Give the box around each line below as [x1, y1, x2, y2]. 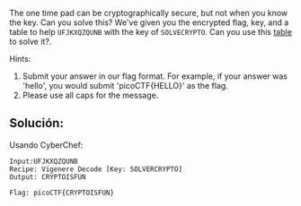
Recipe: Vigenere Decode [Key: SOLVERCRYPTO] [9, 165, 182, 174]
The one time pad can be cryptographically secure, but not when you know [9, 8, 288, 18]
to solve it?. [9, 36, 52, 47]
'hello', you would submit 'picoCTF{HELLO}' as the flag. [22, 81, 229, 90]
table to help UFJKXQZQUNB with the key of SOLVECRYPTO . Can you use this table [9, 27, 292, 37]
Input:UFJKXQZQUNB [9, 157, 78, 166]
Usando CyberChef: [9, 139, 84, 150]
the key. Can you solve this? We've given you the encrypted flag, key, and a [9, 17, 289, 28]
